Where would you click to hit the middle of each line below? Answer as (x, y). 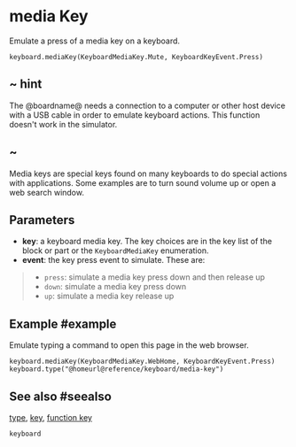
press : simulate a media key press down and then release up (155, 277)
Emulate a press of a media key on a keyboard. (94, 41)
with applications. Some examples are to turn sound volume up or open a (143, 182)
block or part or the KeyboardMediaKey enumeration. (115, 250)
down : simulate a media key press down (115, 287)
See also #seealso (61, 396)
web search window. (47, 192)
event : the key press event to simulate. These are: (113, 260)
